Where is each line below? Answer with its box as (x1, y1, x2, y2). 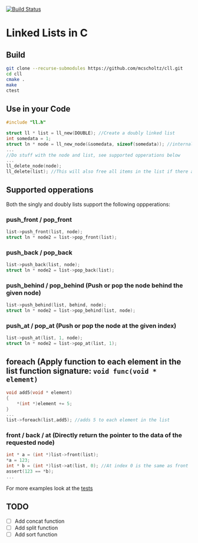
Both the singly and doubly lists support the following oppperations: (6, 201, 171, 208)
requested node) (6, 438, 55, 447)
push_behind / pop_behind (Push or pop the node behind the (6, 281, 183, 289)
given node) (6, 289, 41, 297)
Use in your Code (6, 104, 71, 114)
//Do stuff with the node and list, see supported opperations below (6, 152, 181, 158)
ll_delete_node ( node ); (6, 163, 62, 169)
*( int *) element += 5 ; (16, 400, 72, 406)
